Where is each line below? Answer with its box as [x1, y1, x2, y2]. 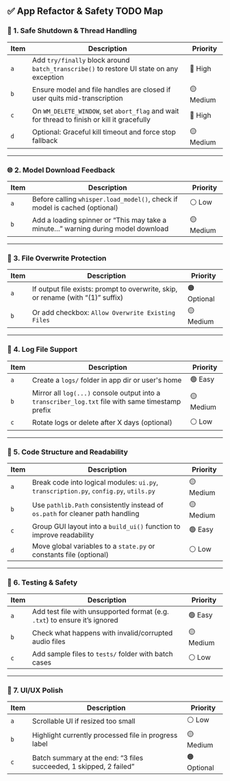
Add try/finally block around [31, 55, 130, 64]
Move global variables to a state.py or [31, 541, 155, 550]
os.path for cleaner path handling [31, 509, 140, 519]
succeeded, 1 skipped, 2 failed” [31, 761, 135, 771]
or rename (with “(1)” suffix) [31, 292, 124, 302]
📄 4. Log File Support [7, 345, 78, 355]
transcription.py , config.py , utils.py [31, 486, 155, 496]
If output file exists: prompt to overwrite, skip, [31, 284, 178, 294]
